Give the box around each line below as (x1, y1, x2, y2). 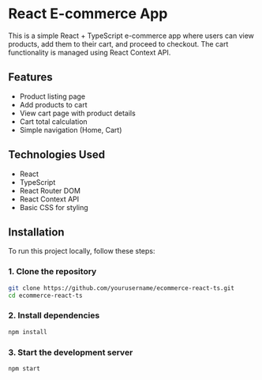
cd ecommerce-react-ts (8, 292, 83, 299)
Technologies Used (8, 148, 105, 162)
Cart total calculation (19, 116, 88, 126)
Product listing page (19, 92, 85, 101)
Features (8, 70, 53, 84)
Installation (8, 225, 65, 239)
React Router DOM (19, 186, 81, 195)
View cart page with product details (19, 108, 136, 118)
